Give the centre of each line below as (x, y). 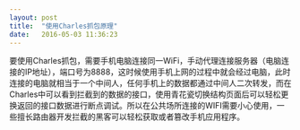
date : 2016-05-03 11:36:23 (64, 34)
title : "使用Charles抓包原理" (64, 26)
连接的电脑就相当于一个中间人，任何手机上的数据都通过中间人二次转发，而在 (150, 83)
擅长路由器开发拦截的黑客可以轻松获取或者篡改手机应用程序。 (130, 117)
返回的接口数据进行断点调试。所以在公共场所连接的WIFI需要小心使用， (147, 106)
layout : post (34, 17)
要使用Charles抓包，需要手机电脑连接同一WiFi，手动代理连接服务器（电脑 (146, 61)
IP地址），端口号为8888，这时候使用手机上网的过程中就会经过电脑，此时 (158, 72)
